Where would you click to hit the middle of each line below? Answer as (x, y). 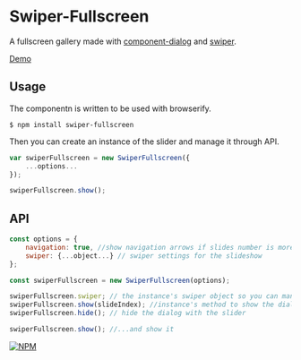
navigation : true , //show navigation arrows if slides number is (150, 247)
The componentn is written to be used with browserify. (111, 108)
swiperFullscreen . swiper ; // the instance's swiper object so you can (144, 296)
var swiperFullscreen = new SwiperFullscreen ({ (100, 158)
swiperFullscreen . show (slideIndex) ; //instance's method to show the (142, 305)
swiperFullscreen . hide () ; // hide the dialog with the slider (128, 313)
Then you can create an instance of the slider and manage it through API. (144, 141)
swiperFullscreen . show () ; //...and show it (92, 330)
